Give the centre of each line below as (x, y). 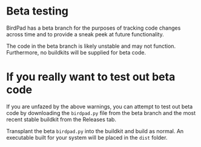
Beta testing (37, 11)
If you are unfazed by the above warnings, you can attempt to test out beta (100, 106)
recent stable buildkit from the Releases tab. (61, 119)
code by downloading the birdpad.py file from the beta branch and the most (101, 113)
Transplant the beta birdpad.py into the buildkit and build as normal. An (95, 131)
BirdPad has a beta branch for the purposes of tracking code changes (94, 28)
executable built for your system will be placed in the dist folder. (87, 137)
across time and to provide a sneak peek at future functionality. (85, 34)
